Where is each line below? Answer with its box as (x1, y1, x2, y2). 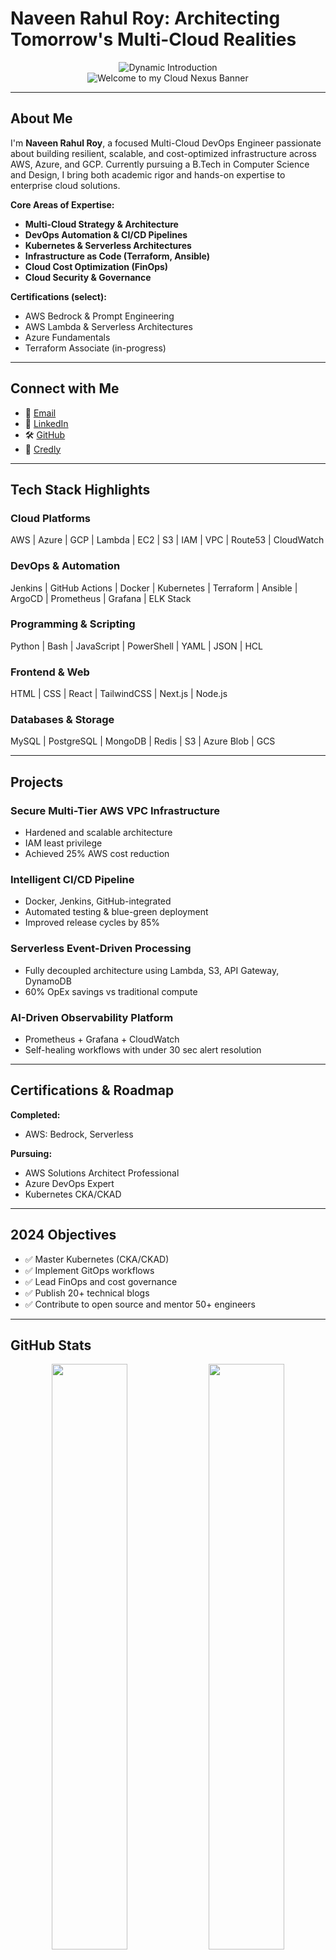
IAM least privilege (24, 837, 103, 849)
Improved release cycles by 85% (24, 917, 161, 929)
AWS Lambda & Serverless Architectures (24, 320, 193, 332)
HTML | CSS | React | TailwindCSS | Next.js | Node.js (10, 688, 228, 700)
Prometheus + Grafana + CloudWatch (24, 1033, 180, 1046)
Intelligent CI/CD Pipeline (10, 873, 135, 887)
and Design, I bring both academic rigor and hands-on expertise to (10, 168, 286, 181)
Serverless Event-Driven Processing (10, 942, 192, 956)
